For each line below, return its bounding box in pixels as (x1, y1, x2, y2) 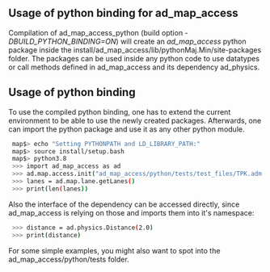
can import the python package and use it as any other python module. (8, 124, 245, 134)
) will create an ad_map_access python (116, 36, 247, 46)
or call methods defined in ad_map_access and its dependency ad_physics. (8, 62, 260, 72)
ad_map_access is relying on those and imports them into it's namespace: (8, 207, 255, 217)
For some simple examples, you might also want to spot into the (8, 245, 221, 255)
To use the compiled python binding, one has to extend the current (8, 107, 231, 116)
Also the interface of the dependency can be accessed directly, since (8, 199, 240, 209)
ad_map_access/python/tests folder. (8, 254, 129, 264)
